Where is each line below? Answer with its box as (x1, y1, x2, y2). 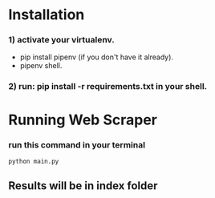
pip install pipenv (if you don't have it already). (19, 52, 174, 62)
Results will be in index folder (8, 179, 158, 193)
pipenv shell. (19, 61, 63, 71)
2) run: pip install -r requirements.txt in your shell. (8, 81, 208, 92)
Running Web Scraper (8, 111, 158, 129)
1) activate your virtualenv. (8, 34, 115, 46)
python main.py (8, 157, 59, 165)
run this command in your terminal (8, 139, 146, 150)
